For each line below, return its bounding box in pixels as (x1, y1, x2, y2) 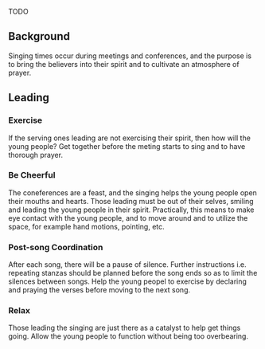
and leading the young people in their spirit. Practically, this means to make (8, 205, 255, 214)
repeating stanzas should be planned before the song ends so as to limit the (8, 269, 258, 278)
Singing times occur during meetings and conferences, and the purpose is (8, 51, 252, 61)
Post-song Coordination (8, 241, 103, 253)
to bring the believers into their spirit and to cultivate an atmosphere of (8, 59, 240, 69)
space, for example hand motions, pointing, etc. (8, 222, 165, 231)
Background (8, 29, 70, 43)
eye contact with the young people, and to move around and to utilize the (8, 213, 248, 222)
